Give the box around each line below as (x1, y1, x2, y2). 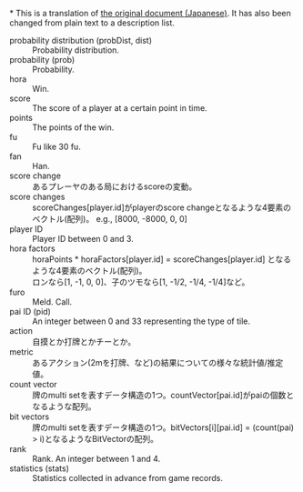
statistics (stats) (9, 463, 70, 474)
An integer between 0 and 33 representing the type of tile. (32, 316, 250, 326)
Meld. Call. (32, 296, 73, 307)
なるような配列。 (32, 401, 96, 412)
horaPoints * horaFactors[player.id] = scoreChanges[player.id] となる (32, 254, 291, 265)
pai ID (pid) (9, 306, 52, 316)
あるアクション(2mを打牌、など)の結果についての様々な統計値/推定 (32, 357, 284, 367)
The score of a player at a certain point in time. (32, 103, 207, 113)
